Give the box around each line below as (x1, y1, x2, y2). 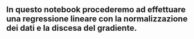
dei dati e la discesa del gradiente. (6, 23, 137, 33)
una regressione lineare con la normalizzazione (6, 14, 188, 24)
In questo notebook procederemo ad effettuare (6, 5, 186, 15)
